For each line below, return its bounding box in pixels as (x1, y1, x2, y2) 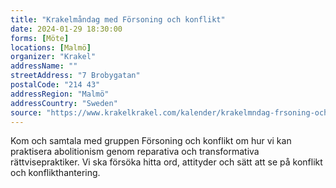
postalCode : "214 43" (10, 80, 101, 90)
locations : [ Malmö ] (10, 42, 92, 53)
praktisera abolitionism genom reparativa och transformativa (10, 146, 260, 158)
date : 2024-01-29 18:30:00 (10, 24, 123, 34)
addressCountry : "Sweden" (10, 98, 118, 108)
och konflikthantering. (10, 167, 101, 179)
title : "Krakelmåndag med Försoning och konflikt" (10, 14, 226, 25)
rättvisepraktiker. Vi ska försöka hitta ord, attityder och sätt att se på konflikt (10, 156, 323, 168)
